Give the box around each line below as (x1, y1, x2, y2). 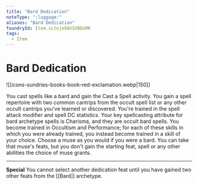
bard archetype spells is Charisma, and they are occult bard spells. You (6, 118, 179, 125)
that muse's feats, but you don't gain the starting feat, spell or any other (6, 142, 181, 150)
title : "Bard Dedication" (6, 8, 70, 15)
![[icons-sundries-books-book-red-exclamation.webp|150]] (6, 81, 150, 88)
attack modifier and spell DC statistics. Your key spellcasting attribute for (6, 111, 183, 118)
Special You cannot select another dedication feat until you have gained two (6, 166, 192, 173)
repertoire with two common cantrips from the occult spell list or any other (6, 99, 187, 106)
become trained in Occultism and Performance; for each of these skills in (6, 124, 184, 131)
